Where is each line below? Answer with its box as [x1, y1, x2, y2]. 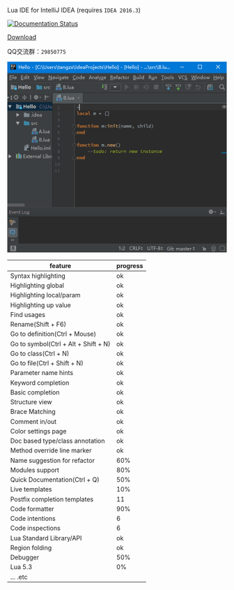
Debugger [10, 553, 40, 561]
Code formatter [10, 504, 54, 512]
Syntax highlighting [10, 272, 66, 280]
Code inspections [10, 524, 61, 533]
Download [7, 33, 37, 41]
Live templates [10, 485, 52, 494]
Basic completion [10, 388, 60, 397]
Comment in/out [10, 417, 57, 425]
